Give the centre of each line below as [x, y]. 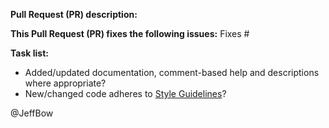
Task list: [29, 53]
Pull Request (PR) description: [74, 14]
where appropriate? [65, 83]
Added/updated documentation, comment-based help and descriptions [172, 72]
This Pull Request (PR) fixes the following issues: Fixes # [130, 33]
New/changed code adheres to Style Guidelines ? [125, 93]
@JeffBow [32, 113]
